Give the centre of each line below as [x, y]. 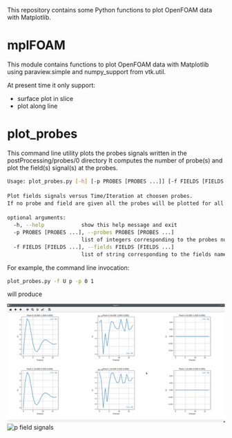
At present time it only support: [51, 85]
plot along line [37, 106]
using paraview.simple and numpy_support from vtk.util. [87, 71]
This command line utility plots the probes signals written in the [97, 153]
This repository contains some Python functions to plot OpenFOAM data [110, 10]
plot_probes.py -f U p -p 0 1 [51, 281]
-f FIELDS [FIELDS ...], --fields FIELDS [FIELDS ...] [94, 247]
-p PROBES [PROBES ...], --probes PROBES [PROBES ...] [94, 232]
